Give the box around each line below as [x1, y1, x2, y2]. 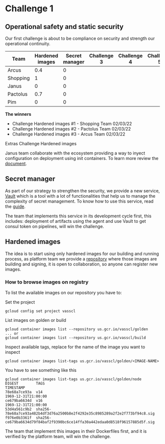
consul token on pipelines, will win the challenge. [5, 223, 104, 229]
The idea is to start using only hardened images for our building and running [5, 251, 159, 257]
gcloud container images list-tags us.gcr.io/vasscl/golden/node [5, 376, 141, 382]
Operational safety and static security [5, 23, 124, 31]
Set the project [5, 299, 35, 305]
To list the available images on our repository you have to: [5, 289, 122, 295]
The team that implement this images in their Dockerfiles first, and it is [5, 428, 147, 434]
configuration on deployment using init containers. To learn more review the [5, 156, 159, 161]
